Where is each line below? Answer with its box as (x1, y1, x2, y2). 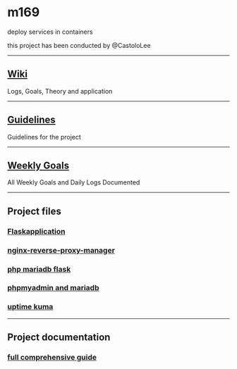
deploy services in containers (7, 27, 93, 36)
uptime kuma (7, 302, 54, 312)
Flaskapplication (7, 226, 66, 236)
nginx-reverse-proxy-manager (7, 245, 115, 255)
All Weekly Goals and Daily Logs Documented (7, 178, 140, 187)
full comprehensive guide (7, 353, 97, 363)
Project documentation (7, 332, 111, 344)
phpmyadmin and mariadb (7, 283, 99, 293)
